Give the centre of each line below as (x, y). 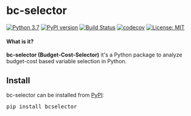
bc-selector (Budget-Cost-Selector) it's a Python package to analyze (94, 55)
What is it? (20, 41)
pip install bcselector (42, 106)
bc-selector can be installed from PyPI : (55, 95)
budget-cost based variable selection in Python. (67, 61)
